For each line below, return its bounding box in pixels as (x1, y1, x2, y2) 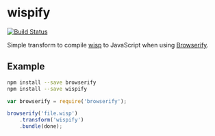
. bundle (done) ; (19, 123, 63, 130)
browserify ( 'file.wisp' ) (7, 110, 78, 117)
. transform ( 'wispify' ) (19, 117, 84, 124)
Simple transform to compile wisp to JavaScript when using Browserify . (7, 41, 209, 49)
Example (7, 60, 45, 73)
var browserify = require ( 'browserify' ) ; (7, 98, 127, 104)
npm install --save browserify (7, 79, 97, 86)
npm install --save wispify (7, 85, 88, 92)
